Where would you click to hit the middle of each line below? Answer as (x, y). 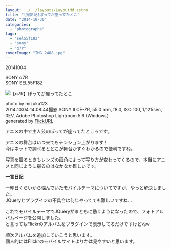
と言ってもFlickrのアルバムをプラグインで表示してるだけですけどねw (78, 224)
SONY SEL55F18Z (24, 83)
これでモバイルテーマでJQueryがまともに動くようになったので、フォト (80, 211)
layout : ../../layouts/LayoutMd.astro (47, 10)
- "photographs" (27, 29)
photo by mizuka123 (26, 103)
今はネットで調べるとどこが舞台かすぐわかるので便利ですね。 (70, 148)
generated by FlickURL (29, 121)
